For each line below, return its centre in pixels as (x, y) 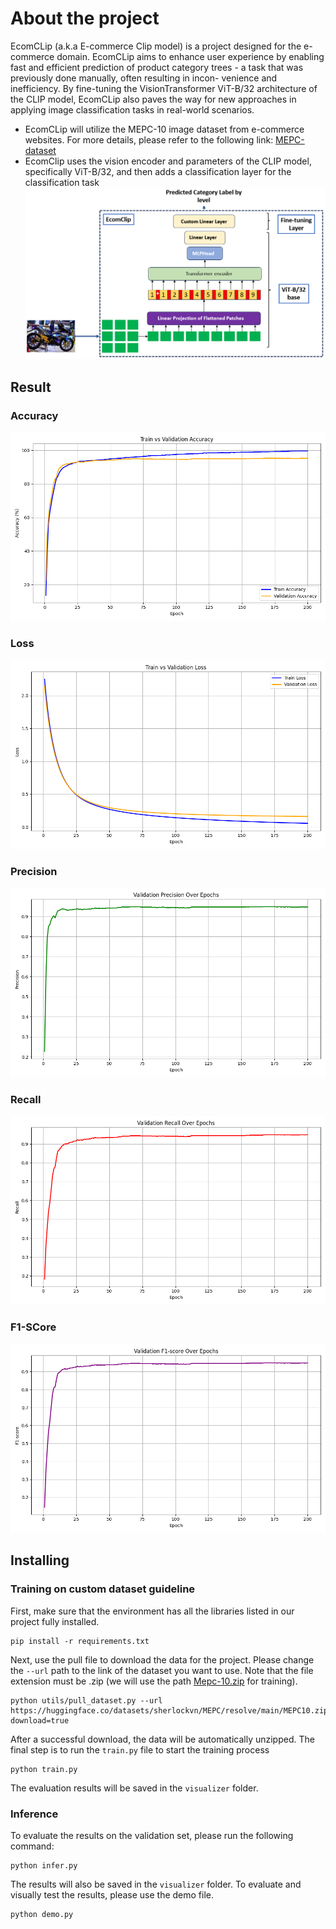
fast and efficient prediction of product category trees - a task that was (157, 67)
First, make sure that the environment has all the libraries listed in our (152, 1611)
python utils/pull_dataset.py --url (86, 1700)
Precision (34, 871)
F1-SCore (33, 1327)
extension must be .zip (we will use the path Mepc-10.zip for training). (154, 1681)
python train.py (44, 1769)
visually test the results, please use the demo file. (112, 1895)
